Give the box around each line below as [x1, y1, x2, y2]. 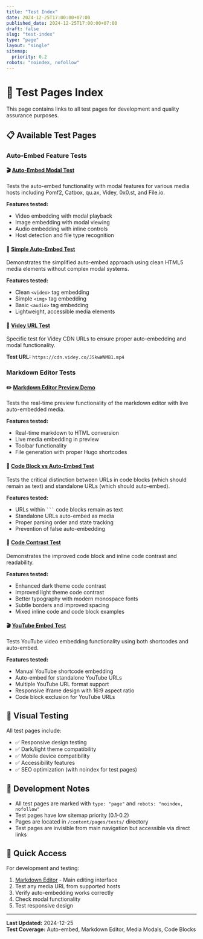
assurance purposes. [6, 112, 59, 119]
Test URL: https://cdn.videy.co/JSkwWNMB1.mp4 [6, 353, 125, 360]
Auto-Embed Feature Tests [6, 151, 88, 160]
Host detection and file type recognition [14, 231, 114, 239]
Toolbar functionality [14, 442, 67, 449]
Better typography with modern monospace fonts [14, 595, 138, 602]
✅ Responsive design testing [14, 738, 87, 746]
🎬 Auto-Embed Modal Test [6, 167, 75, 174]
